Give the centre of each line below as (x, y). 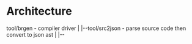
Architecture (39, 11)
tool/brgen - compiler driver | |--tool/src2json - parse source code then (96, 28)
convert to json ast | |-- (36, 34)
